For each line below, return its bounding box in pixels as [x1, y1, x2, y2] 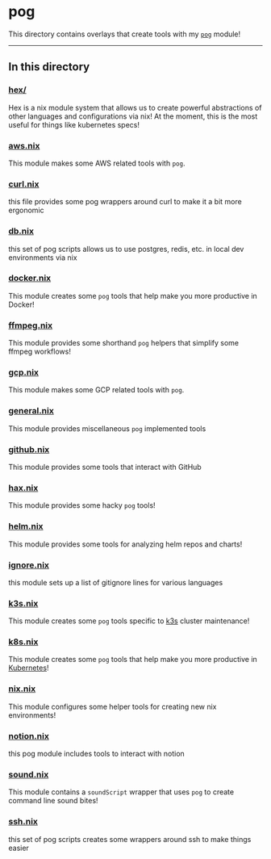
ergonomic [8, 205, 44, 216]
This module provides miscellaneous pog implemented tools [8, 423, 206, 434]
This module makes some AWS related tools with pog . [8, 158, 186, 168]
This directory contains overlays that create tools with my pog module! [8, 29, 241, 39]
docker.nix [8, 273, 52, 284]
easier [8, 843, 30, 853]
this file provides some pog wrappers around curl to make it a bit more [8, 197, 242, 207]
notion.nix [8, 730, 50, 741]
